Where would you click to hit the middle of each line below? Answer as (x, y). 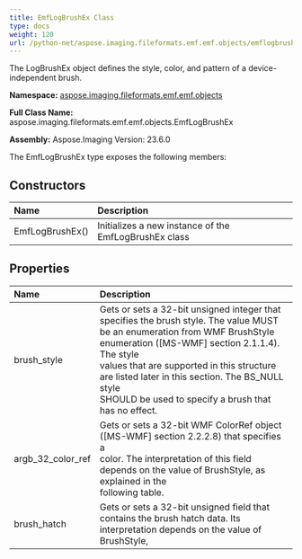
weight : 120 (31, 34)
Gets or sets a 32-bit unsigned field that (184, 507)
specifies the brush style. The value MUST (189, 320)
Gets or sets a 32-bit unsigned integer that (190, 309)
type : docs (30, 26)
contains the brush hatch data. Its (170, 518)
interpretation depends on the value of (181, 529)
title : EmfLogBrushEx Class (62, 18)
